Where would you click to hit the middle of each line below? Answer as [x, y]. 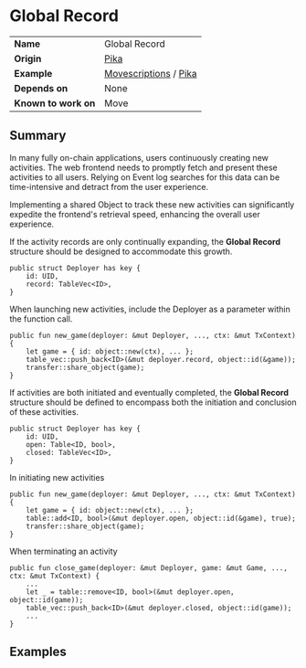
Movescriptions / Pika [151, 73]
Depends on [41, 88]
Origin [28, 58]
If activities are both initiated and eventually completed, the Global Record [149, 392]
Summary [38, 136]
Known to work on [55, 103]
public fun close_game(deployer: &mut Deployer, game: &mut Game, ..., [148, 567]
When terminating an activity [63, 551]
